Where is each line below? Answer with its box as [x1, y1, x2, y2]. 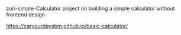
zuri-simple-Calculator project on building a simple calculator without [6, 5, 175, 12]
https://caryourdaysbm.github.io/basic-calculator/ [6, 23, 128, 29]
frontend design [6, 11, 46, 18]
